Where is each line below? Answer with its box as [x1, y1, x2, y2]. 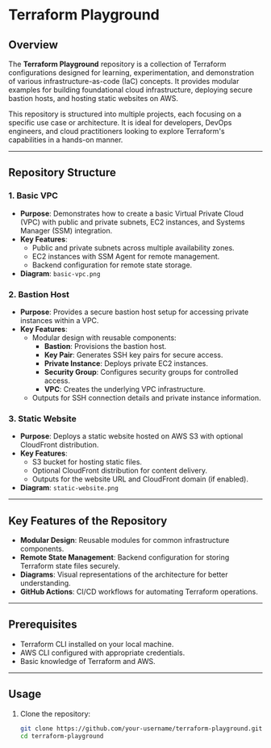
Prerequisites [8, 618, 77, 632]
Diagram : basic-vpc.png [19, 268, 101, 278]
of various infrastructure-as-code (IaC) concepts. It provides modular [8, 77, 240, 86]
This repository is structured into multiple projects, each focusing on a [8, 109, 242, 119]
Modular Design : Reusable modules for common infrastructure [19, 536, 230, 545]
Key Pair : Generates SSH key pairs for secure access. [44, 350, 223, 359]
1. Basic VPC [8, 190, 59, 201]
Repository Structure [8, 166, 117, 179]
